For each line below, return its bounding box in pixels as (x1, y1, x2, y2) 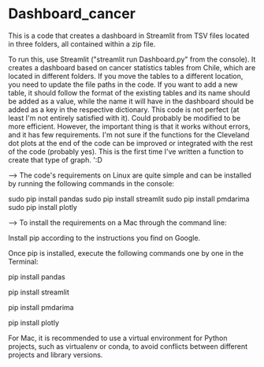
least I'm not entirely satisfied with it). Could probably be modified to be (8, 113, 241, 122)
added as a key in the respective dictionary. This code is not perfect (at (8, 104, 240, 114)
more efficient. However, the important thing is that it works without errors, (8, 122, 251, 131)
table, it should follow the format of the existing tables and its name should (8, 88, 251, 97)
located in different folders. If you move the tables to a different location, (8, 71, 244, 81)
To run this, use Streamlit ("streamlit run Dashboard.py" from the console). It (8, 54, 256, 64)
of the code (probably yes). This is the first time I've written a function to (8, 147, 244, 156)
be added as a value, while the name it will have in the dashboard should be (8, 96, 255, 106)
